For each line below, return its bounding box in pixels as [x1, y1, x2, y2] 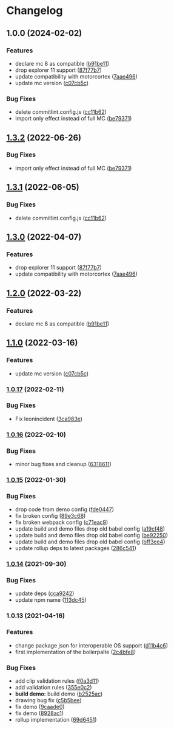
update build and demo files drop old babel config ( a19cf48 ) [15, 525, 166, 532]
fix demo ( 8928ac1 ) [15, 710, 64, 717]
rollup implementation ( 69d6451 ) [15, 716, 97, 723]
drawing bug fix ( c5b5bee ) [15, 697, 82, 703]
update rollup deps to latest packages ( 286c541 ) [15, 545, 136, 552]
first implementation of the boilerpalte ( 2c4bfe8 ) [15, 648, 136, 655]
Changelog [6, 4, 63, 18]
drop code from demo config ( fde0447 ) [15, 506, 114, 513]
